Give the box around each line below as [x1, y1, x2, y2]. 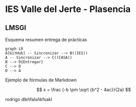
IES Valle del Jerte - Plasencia [5, 3, 131, 15]
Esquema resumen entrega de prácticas [5, 36, 87, 42]
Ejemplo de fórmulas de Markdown [5, 77, 77, 83]
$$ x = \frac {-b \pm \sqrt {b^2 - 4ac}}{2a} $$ [36, 86, 131, 92]
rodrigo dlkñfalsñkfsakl [5, 96, 52, 102]
